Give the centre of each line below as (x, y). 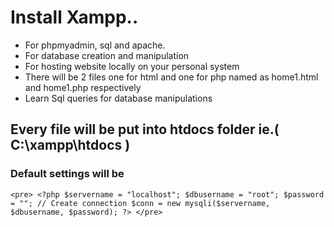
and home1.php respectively (83, 87)
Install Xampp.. (74, 17)
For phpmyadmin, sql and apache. (95, 45)
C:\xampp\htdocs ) (70, 145)
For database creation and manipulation (107, 55)
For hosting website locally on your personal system (132, 66)
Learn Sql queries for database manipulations (118, 98)
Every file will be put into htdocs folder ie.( (145, 129)
